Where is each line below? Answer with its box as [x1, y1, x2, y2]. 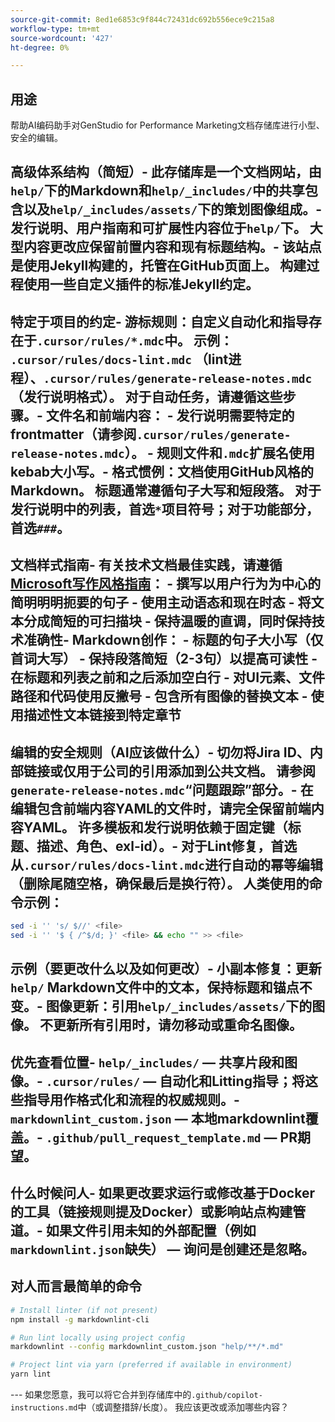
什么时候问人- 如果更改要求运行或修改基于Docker [10, 1184, 315, 1201]
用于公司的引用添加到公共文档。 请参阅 [75, 762, 316, 780]
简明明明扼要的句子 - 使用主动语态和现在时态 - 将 [10, 594, 312, 611]
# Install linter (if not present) [10, 1305, 159, 1315]
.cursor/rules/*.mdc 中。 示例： [36, 332, 234, 349]
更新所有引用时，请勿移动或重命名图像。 [52, 1017, 303, 1034]
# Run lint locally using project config [10, 1332, 186, 1343]
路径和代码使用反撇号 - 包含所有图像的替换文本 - [10, 688, 308, 705]
